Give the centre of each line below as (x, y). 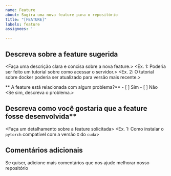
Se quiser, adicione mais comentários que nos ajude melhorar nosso (77, 162)
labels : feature (23, 24)
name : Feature (20, 10)
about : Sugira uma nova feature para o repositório (61, 15)
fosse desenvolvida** (41, 117)
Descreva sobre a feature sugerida (62, 54)
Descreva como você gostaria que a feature (76, 108)
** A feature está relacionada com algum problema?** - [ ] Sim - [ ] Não (81, 87)
